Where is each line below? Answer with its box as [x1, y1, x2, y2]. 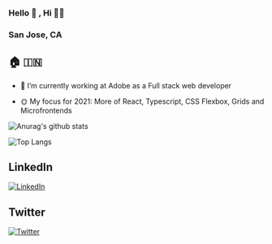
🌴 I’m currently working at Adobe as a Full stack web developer [19, 80, 232, 90]
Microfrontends [19, 105, 72, 115]
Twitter [8, 205, 46, 219]
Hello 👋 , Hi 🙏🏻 [8, 7, 65, 19]
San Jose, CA [8, 28, 63, 40]
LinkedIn [8, 161, 54, 174]
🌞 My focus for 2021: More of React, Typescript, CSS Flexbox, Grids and [19, 96, 265, 106]
